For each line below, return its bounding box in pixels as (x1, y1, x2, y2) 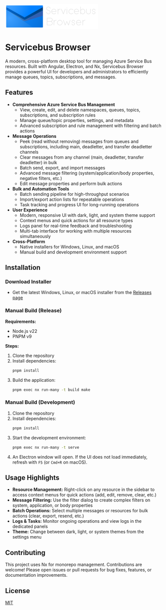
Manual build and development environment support (19, 249, 127, 255)
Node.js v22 (12, 328, 38, 334)
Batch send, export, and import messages (19, 165, 106, 171)
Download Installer (5, 278, 52, 285)
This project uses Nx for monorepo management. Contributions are (5, 561, 142, 568)
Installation (5, 263, 41, 272)
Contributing (5, 549, 46, 557)
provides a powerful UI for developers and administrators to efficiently (5, 68, 149, 74)
